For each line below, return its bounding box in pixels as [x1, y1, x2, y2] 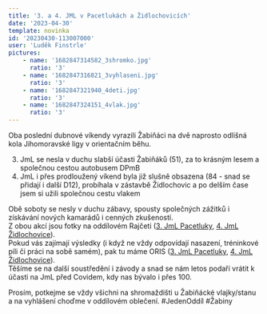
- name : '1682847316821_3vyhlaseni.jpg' [22, 71, 159, 79]
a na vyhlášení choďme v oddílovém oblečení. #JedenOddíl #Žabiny [8, 296, 233, 305]
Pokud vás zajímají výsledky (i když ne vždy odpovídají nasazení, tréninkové [8, 238, 259, 248]
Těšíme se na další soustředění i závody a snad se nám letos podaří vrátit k [8, 264, 255, 273]
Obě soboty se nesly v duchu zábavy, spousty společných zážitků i [8, 204, 230, 213]
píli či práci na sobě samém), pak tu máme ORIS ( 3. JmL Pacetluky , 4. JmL [8, 247, 253, 256]
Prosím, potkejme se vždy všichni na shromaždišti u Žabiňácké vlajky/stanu [8, 288, 257, 297]
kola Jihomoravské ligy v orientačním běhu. [8, 139, 152, 148]
